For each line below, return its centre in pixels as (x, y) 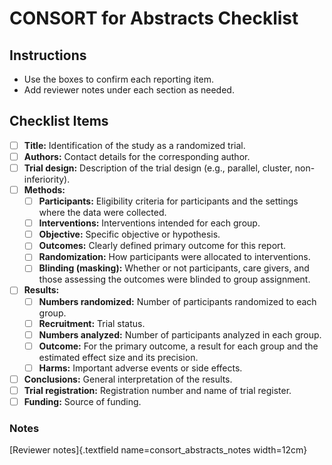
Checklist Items (59, 121)
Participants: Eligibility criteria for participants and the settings (168, 201)
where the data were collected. (102, 213)
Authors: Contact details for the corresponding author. (137, 156)
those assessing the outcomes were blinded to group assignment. (174, 279)
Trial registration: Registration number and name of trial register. (157, 390)
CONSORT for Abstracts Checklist (154, 18)
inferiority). (47, 179)
